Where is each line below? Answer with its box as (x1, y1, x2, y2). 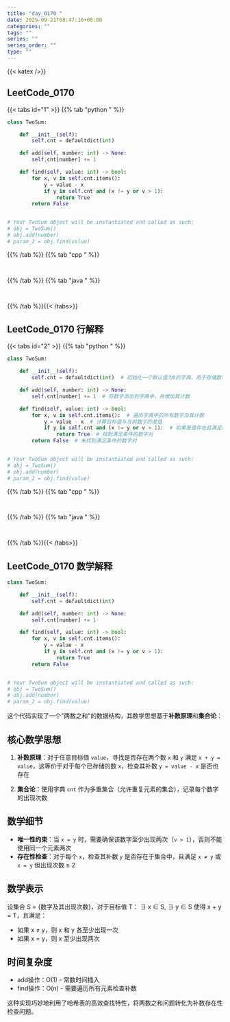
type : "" (7, 49, 32, 56)
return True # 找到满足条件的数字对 (55, 431, 153, 438)
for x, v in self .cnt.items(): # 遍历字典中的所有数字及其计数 (31, 411, 205, 419)
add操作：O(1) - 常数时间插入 (16, 976, 100, 984)
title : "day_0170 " (7, 10, 63, 17)
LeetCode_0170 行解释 (7, 323, 104, 335)
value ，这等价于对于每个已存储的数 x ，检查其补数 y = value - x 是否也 (16, 762, 219, 770)
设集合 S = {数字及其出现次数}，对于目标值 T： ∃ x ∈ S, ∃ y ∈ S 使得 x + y (7, 902, 222, 911)
